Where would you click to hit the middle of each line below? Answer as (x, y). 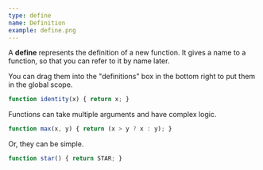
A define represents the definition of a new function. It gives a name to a (127, 53)
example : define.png (43, 30)
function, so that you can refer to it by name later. (89, 61)
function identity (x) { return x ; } (69, 100)
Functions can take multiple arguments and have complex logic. (112, 115)
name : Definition (37, 23)
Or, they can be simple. (46, 144)
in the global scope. (41, 85)
